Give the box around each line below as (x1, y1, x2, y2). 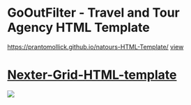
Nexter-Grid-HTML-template (7, 67, 177, 83)
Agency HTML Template (7, 19, 150, 35)
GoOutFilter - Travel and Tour (7, 5, 180, 21)
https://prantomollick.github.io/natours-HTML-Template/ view (7, 42, 184, 51)
